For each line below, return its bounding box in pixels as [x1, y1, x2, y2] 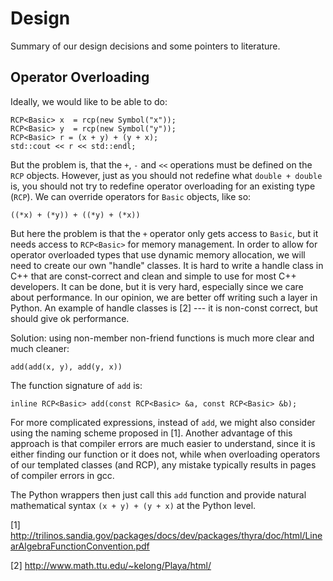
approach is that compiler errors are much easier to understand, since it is [10, 437, 316, 449]
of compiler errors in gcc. [10, 469, 115, 481]
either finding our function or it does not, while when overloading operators [10, 448, 321, 460]
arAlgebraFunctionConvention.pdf [10, 540, 150, 552]
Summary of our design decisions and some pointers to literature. [10, 40, 281, 52]
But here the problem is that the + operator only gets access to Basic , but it [10, 227, 319, 239]
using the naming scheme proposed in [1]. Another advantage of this [10, 427, 293, 439]
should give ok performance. [10, 312, 130, 324]
